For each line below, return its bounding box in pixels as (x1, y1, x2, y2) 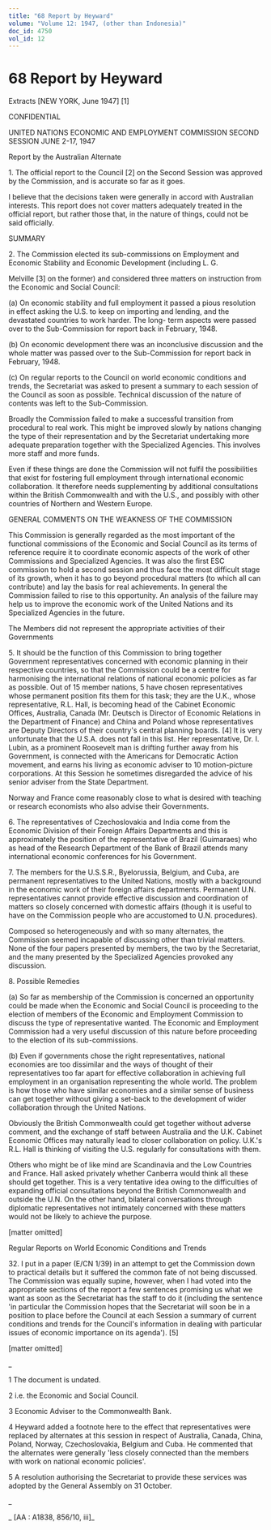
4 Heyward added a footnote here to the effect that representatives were (8, 1422, 251, 1432)
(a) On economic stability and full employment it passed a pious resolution (8, 298, 256, 308)
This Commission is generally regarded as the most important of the (8, 531, 235, 540)
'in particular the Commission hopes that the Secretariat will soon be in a (8, 1302, 251, 1312)
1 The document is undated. (8, 1375, 101, 1385)
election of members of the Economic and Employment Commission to (8, 1009, 243, 1019)
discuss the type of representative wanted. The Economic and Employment (8, 1018, 259, 1028)
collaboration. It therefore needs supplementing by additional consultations (8, 482, 259, 492)
